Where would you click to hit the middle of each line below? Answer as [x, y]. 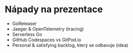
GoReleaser [24, 23]
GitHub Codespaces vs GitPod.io [47, 40]
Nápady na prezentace [54, 9]
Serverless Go [27, 34]
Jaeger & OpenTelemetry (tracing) [48, 29]
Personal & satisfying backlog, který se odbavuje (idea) [70, 45]
